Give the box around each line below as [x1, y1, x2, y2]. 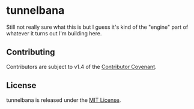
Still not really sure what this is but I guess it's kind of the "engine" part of [6, 23, 189, 31]
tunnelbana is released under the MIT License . [6, 96, 121, 104]
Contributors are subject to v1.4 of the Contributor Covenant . [6, 63, 157, 70]
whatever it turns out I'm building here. [6, 29, 102, 37]
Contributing [6, 47, 55, 57]
